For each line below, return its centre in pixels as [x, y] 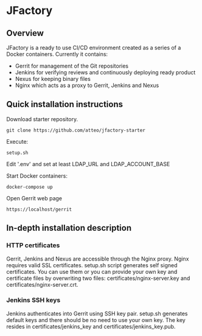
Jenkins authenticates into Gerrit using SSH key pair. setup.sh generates [97, 313]
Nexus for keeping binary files [53, 79]
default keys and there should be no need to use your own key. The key [96, 320]
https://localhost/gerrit [39, 209]
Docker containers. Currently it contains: [57, 54]
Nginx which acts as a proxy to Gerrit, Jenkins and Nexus [87, 85]
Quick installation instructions [65, 104]
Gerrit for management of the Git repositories [72, 66]
